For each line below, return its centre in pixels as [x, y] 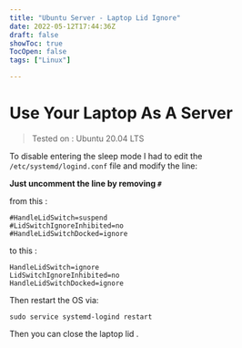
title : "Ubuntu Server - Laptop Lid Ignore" [95, 18]
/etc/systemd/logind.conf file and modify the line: [104, 166]
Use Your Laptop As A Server [121, 113]
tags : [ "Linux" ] [40, 60]
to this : [24, 251]
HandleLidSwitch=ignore [55, 267]
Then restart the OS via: [54, 300]
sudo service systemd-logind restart [81, 317]
